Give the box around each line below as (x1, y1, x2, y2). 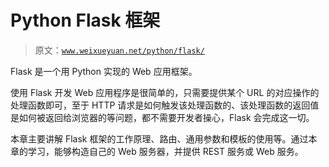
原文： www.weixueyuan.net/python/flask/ (34, 44, 205, 56)
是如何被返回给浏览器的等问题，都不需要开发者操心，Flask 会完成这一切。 (10, 111, 315, 123)
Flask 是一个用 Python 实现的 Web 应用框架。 (10, 65, 198, 77)
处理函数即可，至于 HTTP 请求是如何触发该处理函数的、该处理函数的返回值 (10, 99, 320, 111)
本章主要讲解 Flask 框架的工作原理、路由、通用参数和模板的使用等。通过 (10, 132, 309, 145)
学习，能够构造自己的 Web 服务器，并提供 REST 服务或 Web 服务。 (27, 145, 304, 157)
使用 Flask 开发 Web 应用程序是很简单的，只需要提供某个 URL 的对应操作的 (10, 86, 320, 98)
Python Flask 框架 (10, 9, 161, 32)
